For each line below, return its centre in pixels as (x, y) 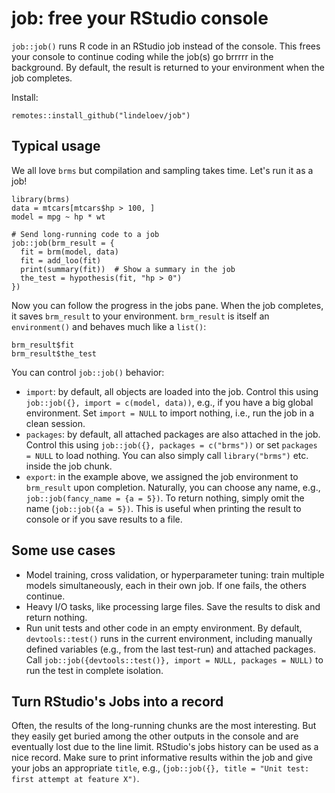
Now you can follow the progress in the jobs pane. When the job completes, (167, 305)
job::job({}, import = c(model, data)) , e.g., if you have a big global (169, 402)
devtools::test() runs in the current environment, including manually (169, 638)
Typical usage (56, 146)
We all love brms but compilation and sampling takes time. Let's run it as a (162, 170)
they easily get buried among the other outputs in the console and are (155, 736)
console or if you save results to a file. (104, 519)
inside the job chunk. (69, 466)
